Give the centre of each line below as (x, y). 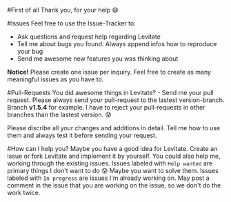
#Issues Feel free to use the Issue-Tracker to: (71, 23)
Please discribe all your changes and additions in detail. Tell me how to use (114, 128)
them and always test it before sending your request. (82, 135)
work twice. (24, 193)
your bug (30, 51)
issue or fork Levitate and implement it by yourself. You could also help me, (114, 156)
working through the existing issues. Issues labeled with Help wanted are (110, 163)
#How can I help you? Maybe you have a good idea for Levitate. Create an (112, 149)
